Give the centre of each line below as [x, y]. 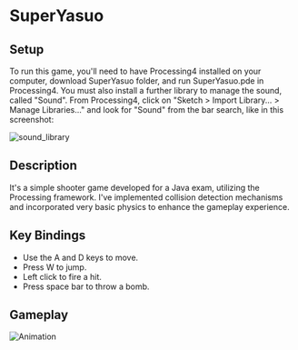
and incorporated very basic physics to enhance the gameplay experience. [149, 206]
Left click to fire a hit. [62, 276]
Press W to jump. [55, 267]
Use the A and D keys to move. [80, 257]
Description [43, 166]
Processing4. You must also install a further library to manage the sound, [146, 90]
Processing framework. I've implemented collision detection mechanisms [146, 197]
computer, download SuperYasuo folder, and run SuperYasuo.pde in [137, 81]
